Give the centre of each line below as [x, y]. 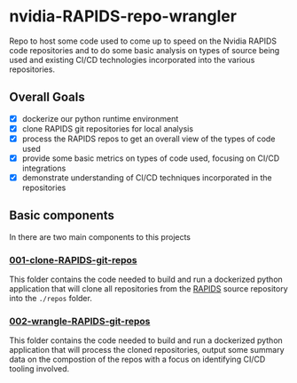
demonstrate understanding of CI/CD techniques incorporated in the [147, 178]
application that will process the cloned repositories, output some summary [147, 350]
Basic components [62, 215]
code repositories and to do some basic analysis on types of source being [145, 50]
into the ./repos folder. [51, 299]
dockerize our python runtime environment [100, 118]
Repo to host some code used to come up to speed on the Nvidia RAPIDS [143, 41]
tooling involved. [39, 369]
